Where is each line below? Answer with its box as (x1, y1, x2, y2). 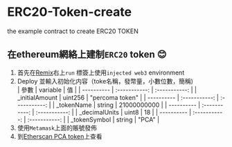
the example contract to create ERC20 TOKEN (7, 27, 139, 35)
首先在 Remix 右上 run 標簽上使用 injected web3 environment (17, 68, 185, 77)
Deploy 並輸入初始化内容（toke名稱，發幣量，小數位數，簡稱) (17, 77, 194, 85)
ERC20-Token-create (7, 4, 132, 20)
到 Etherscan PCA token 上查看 (17, 132, 102, 140)
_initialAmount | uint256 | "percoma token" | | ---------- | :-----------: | (17, 93, 220, 101)
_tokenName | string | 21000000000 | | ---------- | (56, 101, 201, 109)
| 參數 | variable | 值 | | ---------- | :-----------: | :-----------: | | (17, 86, 197, 94)
